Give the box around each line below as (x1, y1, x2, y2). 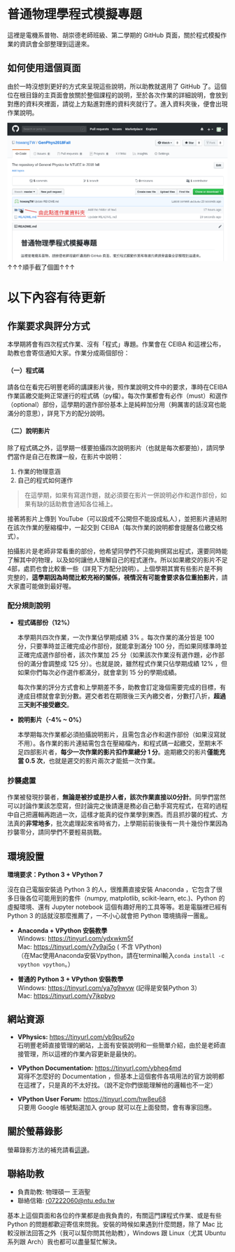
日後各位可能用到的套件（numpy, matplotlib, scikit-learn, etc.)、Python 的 (13, 893, 225, 902)
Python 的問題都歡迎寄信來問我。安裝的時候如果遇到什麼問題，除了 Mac (7, 1220, 215, 1229)
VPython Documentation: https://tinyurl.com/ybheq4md (17, 1064, 182, 1072)
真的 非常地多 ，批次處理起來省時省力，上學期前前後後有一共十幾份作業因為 (13, 819, 228, 828)
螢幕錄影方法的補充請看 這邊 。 (7, 1146, 93, 1154)
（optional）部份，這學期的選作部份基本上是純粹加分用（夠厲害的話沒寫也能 (7, 401, 227, 409)
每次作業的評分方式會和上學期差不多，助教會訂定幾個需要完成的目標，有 (17, 683, 226, 691)
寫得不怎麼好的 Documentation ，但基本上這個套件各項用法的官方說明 (17, 1072, 219, 1080)
